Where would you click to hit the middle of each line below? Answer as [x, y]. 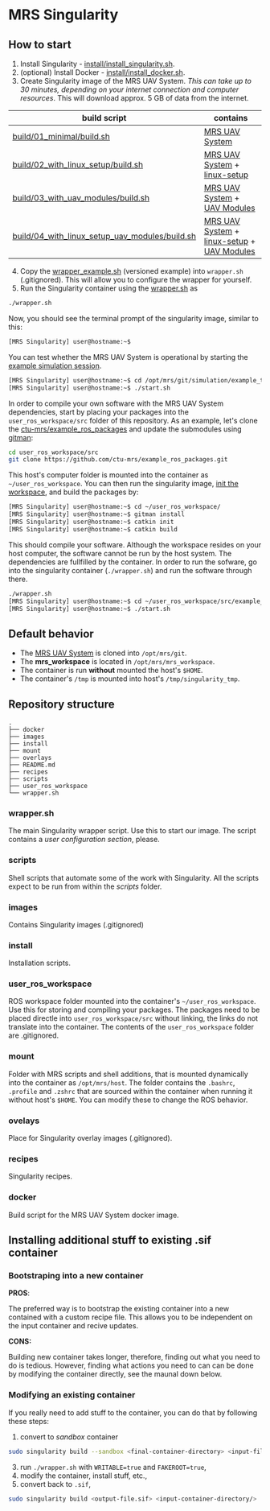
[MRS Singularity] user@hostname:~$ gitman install [96, 514]
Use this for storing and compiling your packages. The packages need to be [134, 1010]
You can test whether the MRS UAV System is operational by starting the [128, 357]
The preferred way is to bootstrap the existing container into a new [119, 1309]
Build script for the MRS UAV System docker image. [94, 1215]
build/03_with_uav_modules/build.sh [81, 198]
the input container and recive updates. [74, 1326]
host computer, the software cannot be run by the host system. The [120, 553]
